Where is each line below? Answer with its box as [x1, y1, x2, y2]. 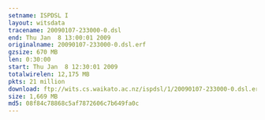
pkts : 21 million [8, 77, 65, 85]
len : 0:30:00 [8, 56, 51, 64]
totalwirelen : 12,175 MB [8, 70, 90, 78]
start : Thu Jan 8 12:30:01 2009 [8, 63, 118, 71]
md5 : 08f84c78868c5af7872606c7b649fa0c [8, 99, 140, 107]
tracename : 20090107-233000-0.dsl [8, 26, 122, 34]
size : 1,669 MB [8, 92, 58, 100]
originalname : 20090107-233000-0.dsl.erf [8, 41, 147, 49]
